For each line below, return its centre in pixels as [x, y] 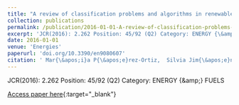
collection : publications [46, 21]
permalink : [23, 27]
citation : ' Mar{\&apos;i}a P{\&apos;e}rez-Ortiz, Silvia [97, 60]
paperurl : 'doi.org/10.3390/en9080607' [67, 54]
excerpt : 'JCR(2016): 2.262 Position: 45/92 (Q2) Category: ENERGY [110, 34]
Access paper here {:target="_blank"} [62, 94]
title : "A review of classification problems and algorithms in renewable [121, 14]
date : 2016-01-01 [33, 40]
